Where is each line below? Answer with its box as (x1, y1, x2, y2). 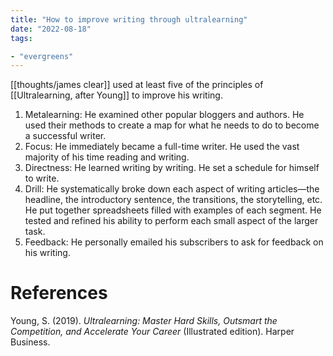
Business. (10, 336, 51, 348)
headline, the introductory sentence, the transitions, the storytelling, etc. (24, 194, 323, 206)
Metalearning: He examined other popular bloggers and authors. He (24, 109, 305, 121)
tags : (10, 33, 33, 43)
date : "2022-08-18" (10, 24, 92, 34)
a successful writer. (24, 130, 107, 142)
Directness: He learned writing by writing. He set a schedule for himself (24, 162, 320, 174)
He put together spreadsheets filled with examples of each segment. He (24, 204, 322, 216)
